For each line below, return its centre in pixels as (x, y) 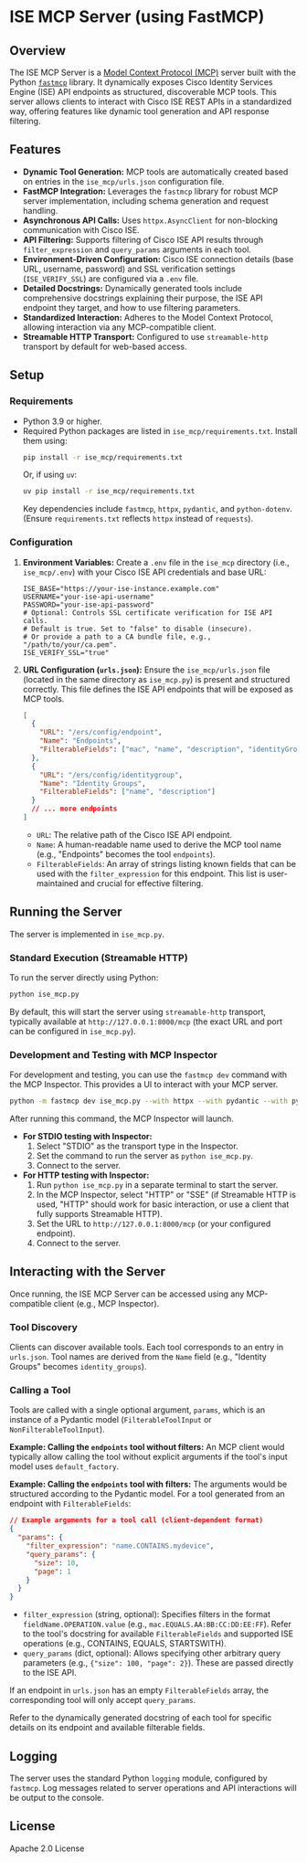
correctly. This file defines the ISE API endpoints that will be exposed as (158, 689)
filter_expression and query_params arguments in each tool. (137, 249)
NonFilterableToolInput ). (57, 1429)
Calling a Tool (40, 1391)
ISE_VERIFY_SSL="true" (66, 652)
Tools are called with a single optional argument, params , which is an (138, 1410)
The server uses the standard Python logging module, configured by (138, 1778)
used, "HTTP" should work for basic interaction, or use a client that (163, 1204)
